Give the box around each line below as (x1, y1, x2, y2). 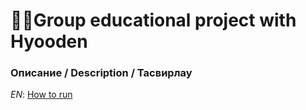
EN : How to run (10, 89, 73, 101)
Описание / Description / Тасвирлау (10, 66, 193, 80)
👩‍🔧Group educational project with (10, 9, 297, 32)
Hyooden (10, 30, 88, 53)
